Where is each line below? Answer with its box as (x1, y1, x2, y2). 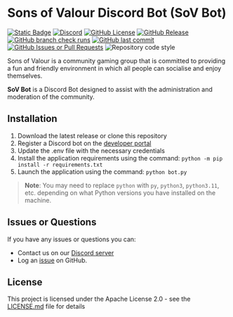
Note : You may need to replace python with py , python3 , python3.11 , (24, 181, 220, 189)
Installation (7, 113, 58, 125)
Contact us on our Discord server (17, 248, 114, 257)
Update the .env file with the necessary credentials (17, 146, 165, 155)
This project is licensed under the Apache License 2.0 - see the (7, 295, 191, 303)
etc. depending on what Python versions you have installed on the (24, 188, 216, 197)
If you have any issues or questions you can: (7, 235, 136, 243)
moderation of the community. (7, 93, 95, 101)
